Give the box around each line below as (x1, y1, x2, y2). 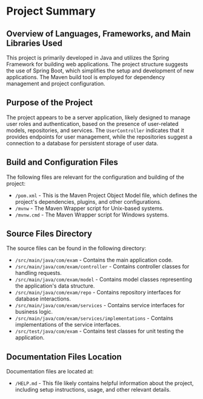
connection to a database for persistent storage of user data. (6, 139, 159, 147)
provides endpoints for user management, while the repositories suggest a (6, 133, 193, 141)
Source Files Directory (6, 229, 93, 239)
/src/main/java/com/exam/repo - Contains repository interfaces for (15, 289, 181, 296)
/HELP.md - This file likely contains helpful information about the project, (15, 380, 194, 387)
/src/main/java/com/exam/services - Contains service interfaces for (15, 302, 185, 309)
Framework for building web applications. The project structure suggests (6, 61, 188, 68)
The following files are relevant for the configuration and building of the (6, 173, 185, 181)
